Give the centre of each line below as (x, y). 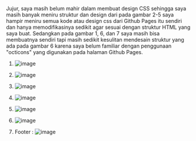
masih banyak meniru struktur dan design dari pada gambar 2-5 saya (90, 15)
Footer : (24, 132)
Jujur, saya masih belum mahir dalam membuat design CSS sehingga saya (96, 9)
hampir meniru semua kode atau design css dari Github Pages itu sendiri (94, 21)
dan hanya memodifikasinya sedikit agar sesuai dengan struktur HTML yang (98, 27)
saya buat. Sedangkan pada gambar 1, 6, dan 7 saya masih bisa (83, 33)
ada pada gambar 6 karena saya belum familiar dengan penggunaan (89, 46)
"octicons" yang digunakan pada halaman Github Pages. (74, 52)
